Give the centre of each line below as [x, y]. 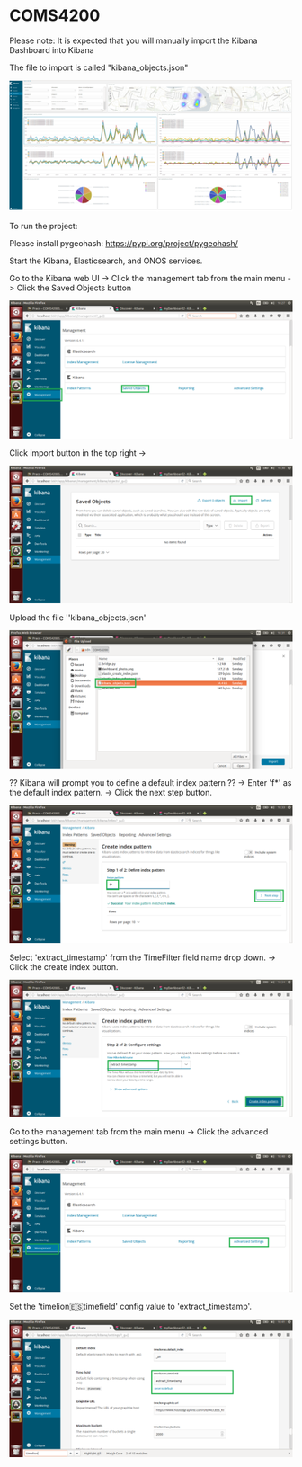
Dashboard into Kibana [52, 49]
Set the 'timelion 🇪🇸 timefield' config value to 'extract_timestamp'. [131, 1306]
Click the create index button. [64, 966]
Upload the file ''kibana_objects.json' [78, 618]
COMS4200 [55, 16]
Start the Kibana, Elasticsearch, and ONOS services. [106, 261]
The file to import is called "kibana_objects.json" [99, 67]
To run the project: [44, 227]
